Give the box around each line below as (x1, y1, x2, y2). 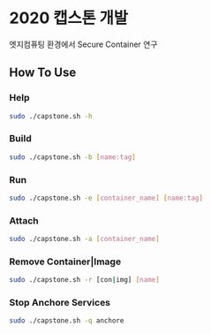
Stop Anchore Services (9, 297, 111, 309)
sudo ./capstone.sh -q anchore (9, 316, 124, 325)
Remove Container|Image (9, 255, 122, 268)
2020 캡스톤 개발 (9, 8, 129, 28)
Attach (9, 214, 39, 226)
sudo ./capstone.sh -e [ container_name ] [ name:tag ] (9, 194, 203, 202)
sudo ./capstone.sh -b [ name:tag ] (9, 152, 137, 162)
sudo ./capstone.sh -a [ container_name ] (9, 235, 161, 244)
